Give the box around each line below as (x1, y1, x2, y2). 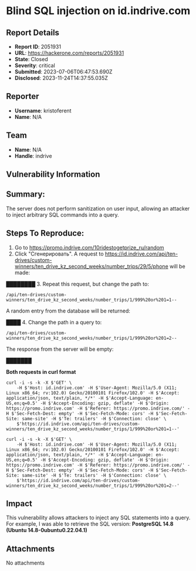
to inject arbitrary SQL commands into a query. (6, 211, 119, 218)
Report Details (6, 28, 60, 38)
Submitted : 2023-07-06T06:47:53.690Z (14, 68, 113, 75)
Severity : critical (14, 62, 56, 69)
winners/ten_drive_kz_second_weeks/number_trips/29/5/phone (14, 263, 168, 270)
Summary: (6, 190, 45, 200)
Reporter (6, 91, 39, 101)
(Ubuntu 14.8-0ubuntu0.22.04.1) (6, 527, 87, 534)
